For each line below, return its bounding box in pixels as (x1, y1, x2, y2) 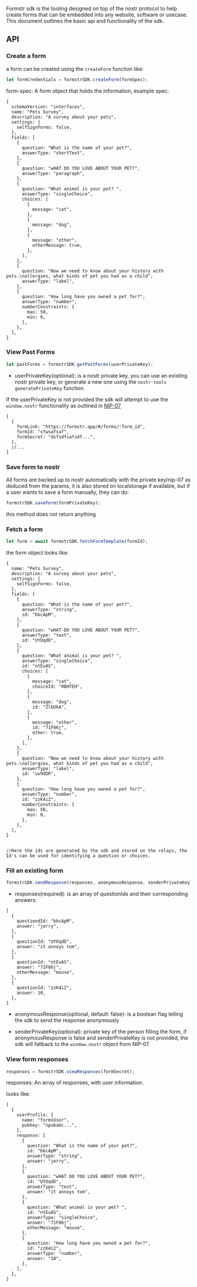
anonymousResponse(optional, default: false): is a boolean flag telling (14, 1011, 184, 1018)
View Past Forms (6, 348, 55, 356)
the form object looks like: (6, 549, 69, 556)
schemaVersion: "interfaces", (11, 104, 85, 110)
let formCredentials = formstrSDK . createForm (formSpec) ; (6, 76, 148, 83)
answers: (14, 897, 37, 904)
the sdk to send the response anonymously (14, 1017, 119, 1024)
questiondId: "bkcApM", (16, 918, 75, 924)
